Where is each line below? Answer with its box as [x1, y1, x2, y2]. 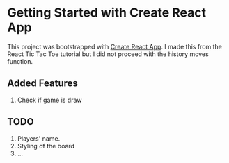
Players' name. [17, 134, 61, 143]
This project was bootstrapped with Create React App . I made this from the [7, 42, 223, 51]
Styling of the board [17, 141, 75, 150]
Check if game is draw [17, 96, 82, 104]
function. [7, 57, 33, 65]
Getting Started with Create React [7, 5, 207, 21]
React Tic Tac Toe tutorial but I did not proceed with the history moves [7, 50, 209, 58]
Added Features [7, 78, 79, 89]
